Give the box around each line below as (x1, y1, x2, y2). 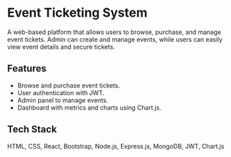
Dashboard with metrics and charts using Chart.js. (17, 103, 161, 112)
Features (7, 63, 47, 74)
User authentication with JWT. (17, 88, 104, 97)
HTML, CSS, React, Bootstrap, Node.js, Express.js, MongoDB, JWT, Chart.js (7, 142, 225, 150)
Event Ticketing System (7, 5, 148, 21)
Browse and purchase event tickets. (17, 81, 120, 90)
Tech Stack (7, 124, 57, 135)
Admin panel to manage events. (17, 96, 109, 104)
